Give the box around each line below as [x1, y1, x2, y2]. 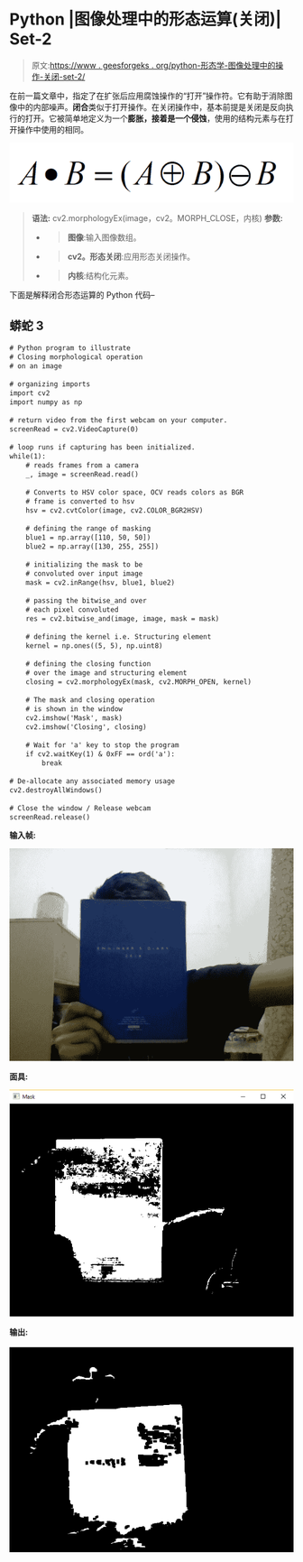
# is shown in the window [25, 705, 124, 714]
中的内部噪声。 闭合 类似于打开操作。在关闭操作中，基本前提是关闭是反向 [16, 101, 286, 112]
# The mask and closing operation [25, 696, 155, 705]
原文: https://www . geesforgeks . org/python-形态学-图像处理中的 [31, 60, 276, 70]
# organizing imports [9, 380, 91, 389]
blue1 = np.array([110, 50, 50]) [25, 533, 151, 542]
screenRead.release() [9, 813, 91, 822]
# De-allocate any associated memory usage [9, 777, 176, 786]
